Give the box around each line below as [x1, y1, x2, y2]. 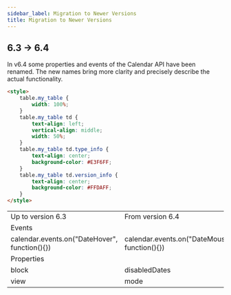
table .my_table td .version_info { [19, 172, 118, 179]
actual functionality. [7, 75, 63, 83]
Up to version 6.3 [10, 212, 67, 221]
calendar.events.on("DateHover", [10, 234, 118, 244]
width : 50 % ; [32, 133, 67, 140]
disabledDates [124, 265, 171, 275]
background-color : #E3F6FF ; [32, 159, 112, 165]
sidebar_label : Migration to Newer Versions [7, 10, 137, 17]
